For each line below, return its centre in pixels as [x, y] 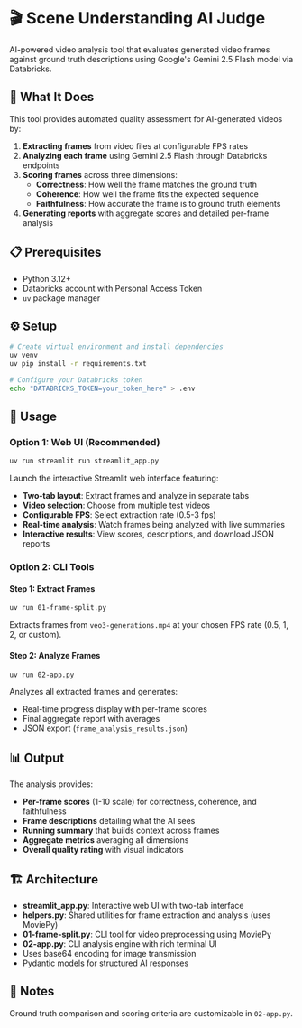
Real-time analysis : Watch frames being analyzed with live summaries [154, 525]
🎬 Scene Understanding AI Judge [137, 19]
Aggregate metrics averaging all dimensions [105, 840]
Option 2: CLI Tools [52, 567]
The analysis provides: [51, 784]
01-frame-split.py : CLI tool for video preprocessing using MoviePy [147, 935]
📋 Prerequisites [55, 252]
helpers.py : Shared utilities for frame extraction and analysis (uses [146, 915]
